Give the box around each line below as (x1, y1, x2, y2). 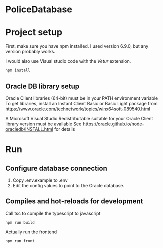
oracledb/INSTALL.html (5, 126, 54, 132)
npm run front (5, 238, 35, 243)
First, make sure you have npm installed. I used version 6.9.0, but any (5, 43, 149, 49)
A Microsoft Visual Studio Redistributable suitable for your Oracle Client (5, 115, 153, 121)
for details (54, 126, 75, 132)
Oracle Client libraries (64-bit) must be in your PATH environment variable (5, 95, 158, 101)
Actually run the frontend (5, 229, 57, 235)
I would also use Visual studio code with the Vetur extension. (5, 58, 131, 64)
